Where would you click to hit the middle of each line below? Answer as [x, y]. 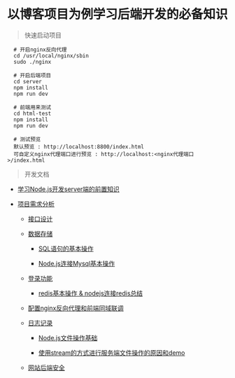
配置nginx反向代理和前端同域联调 [76, 308]
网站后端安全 [46, 367]
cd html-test [33, 113]
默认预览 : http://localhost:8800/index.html [79, 147]
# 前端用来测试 [32, 107]
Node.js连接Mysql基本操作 [77, 263]
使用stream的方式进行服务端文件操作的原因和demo [112, 352]
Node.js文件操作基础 [68, 337]
